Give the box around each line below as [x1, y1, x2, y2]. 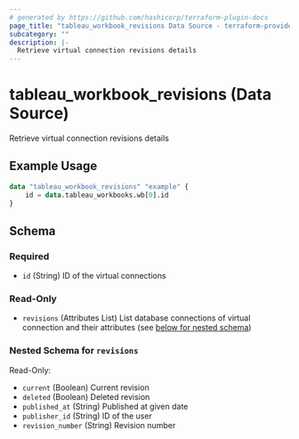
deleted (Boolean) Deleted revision [21, 391, 150, 402]
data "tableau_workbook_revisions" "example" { [9, 182, 190, 191]
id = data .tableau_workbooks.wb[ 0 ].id [25, 191, 169, 199]
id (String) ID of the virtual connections [21, 271, 166, 281]
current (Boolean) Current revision [21, 382, 149, 393]
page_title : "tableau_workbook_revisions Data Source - [9, 21, 221, 30]
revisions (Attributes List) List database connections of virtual [21, 313, 251, 323]
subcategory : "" [9, 29, 69, 38]
